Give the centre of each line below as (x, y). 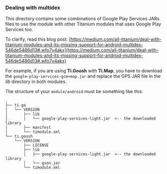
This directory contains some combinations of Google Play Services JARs (82, 19)
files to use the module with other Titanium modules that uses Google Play (83, 24)
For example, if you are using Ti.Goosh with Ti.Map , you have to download (84, 71)
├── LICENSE (36, 146)
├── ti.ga (16, 105)
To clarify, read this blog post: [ (38, 39)
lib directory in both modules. (36, 82)
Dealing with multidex (33, 8)
